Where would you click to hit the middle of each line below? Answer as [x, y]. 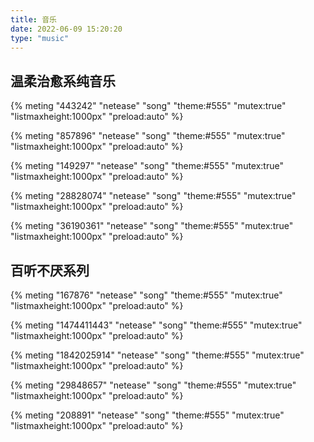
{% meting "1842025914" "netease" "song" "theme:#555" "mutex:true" [157, 355]
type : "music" [40, 38]
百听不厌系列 [50, 270]
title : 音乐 [33, 19]
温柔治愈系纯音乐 [63, 81]
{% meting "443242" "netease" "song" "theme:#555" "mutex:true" [148, 106]
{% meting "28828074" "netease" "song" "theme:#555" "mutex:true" [153, 196]
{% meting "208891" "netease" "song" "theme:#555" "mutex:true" [147, 415]
